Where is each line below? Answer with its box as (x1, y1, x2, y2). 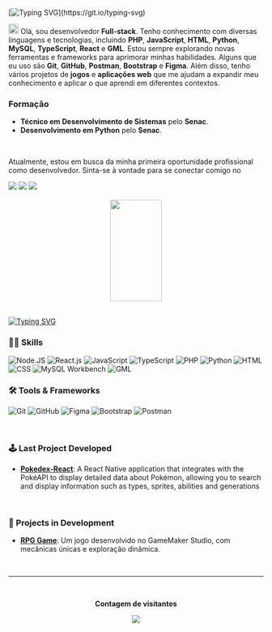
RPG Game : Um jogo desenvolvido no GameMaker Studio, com (19, 535, 231, 545)
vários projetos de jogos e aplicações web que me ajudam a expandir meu (8, 70, 259, 79)
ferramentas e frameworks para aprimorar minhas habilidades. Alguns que (8, 53, 257, 62)
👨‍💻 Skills (8, 337, 44, 348)
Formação (8, 98, 49, 110)
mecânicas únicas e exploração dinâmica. (19, 544, 160, 554)
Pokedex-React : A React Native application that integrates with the (19, 464, 244, 474)
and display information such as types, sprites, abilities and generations (19, 481, 260, 491)
